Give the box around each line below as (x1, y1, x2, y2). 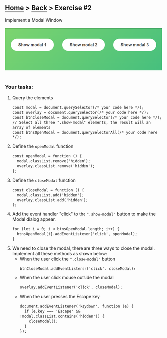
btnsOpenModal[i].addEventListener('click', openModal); (17, 232, 138, 237)
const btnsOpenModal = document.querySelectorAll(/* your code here (12, 130, 158, 135)
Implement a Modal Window (5, 17, 63, 23)
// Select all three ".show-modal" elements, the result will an (12, 120, 151, 125)
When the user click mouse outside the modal (19, 275, 114, 281)
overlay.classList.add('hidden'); (17, 198, 88, 203)
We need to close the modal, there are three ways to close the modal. (12, 245, 155, 251)
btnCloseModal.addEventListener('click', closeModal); (19, 266, 136, 271)
